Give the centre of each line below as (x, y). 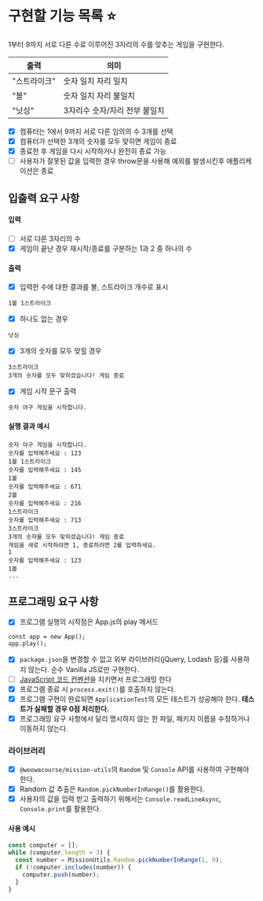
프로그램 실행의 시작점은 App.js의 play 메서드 (89, 622)
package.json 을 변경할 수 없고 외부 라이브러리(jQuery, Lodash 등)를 (124, 659)
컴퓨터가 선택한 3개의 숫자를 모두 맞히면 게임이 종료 (98, 141)
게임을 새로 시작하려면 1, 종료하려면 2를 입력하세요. (82, 545)
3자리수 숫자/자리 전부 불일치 (114, 110)
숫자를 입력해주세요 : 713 (45, 520)
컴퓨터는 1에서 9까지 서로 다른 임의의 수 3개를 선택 (96, 131)
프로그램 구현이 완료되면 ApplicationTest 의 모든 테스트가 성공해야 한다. (130, 699)
